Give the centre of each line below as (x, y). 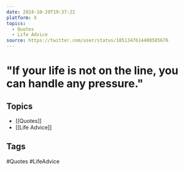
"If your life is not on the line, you (93, 71)
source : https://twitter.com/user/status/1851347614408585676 (87, 40)
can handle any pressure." (75, 84)
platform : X (21, 18)
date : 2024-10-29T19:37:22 (41, 12)
